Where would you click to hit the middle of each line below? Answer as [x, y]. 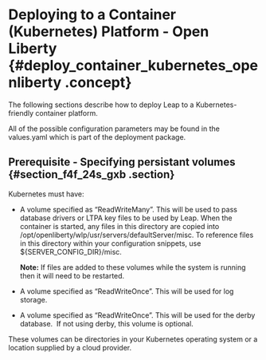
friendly [21, 113]
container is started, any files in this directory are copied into [119, 226]
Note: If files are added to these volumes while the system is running [133, 267]
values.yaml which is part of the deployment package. [97, 136]
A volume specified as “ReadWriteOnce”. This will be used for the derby [137, 315]
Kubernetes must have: [46, 194]
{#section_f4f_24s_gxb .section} [92, 174]
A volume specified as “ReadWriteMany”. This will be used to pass [128, 209]
